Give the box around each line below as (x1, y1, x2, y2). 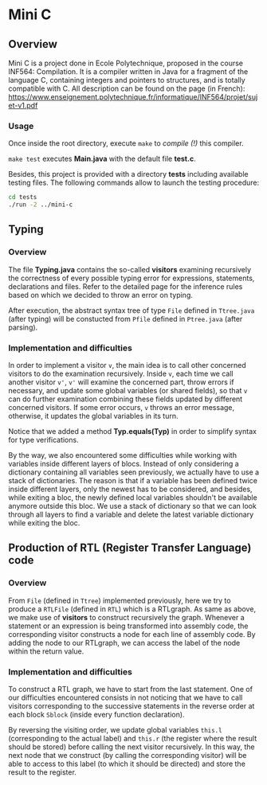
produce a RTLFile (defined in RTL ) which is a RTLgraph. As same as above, (8, 603, 257, 614)
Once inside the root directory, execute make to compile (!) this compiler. (8, 139, 245, 148)
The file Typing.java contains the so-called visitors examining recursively (8, 264, 252, 274)
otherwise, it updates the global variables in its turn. (8, 412, 179, 421)
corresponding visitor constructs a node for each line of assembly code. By (8, 629, 257, 639)
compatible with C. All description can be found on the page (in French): (8, 84, 245, 93)
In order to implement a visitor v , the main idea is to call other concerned (8, 361, 247, 370)
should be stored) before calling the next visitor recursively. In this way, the (8, 742, 255, 752)
